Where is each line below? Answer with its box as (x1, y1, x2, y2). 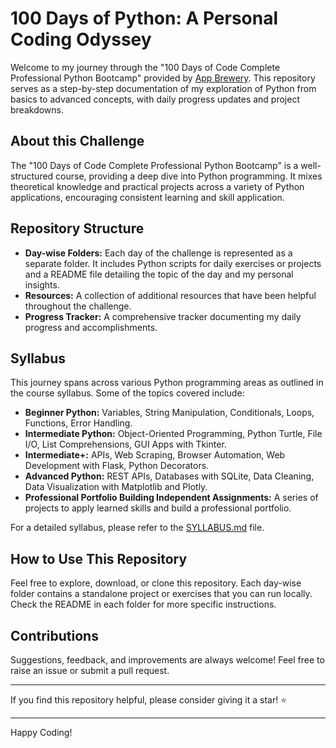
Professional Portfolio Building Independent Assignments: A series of (24, 492, 319, 504)
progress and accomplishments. (24, 321, 158, 333)
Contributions (10, 627, 99, 644)
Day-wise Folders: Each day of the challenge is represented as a (24, 247, 293, 259)
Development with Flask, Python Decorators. (24, 460, 210, 472)
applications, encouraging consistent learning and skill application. (10, 191, 285, 203)
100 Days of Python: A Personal (10, 7, 279, 30)
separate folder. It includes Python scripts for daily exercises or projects (24, 257, 322, 269)
